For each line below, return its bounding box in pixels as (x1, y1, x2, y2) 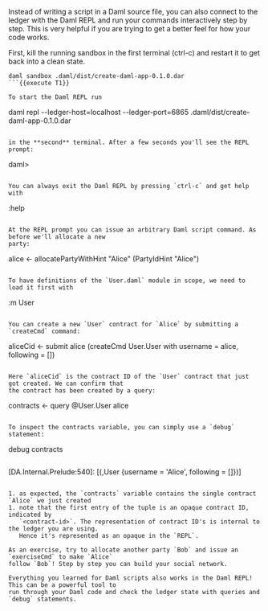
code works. (8, 32, 50, 42)
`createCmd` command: (8, 327, 81, 335)
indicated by (8, 511, 52, 519)
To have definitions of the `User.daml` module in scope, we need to (8, 277, 246, 285)
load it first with (8, 284, 74, 292)
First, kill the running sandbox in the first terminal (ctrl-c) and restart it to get (8, 48, 261, 57)
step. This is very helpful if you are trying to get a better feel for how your (8, 24, 251, 33)
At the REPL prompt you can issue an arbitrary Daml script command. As (8, 226, 257, 234)
